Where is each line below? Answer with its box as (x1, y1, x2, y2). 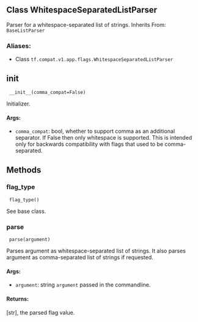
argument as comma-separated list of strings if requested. (6, 254, 154, 261)
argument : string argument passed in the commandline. (15, 281, 151, 288)
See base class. (6, 207, 46, 215)
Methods (6, 165, 42, 175)
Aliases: (6, 41, 32, 50)
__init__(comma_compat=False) (9, 89, 86, 95)
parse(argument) (9, 237, 51, 243)
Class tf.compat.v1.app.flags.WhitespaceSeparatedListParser (15, 55, 174, 63)
